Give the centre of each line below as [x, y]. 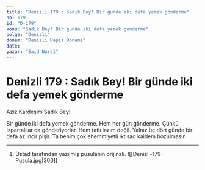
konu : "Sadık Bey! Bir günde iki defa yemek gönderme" [77, 29]
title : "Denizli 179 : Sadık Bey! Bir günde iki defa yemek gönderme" [98, 12]
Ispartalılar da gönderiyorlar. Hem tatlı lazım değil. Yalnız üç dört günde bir [99, 130]
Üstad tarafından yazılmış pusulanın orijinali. [70, 154]
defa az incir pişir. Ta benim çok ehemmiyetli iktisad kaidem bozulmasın [96, 136]
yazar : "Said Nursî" [33, 52]
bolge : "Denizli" [28, 35]
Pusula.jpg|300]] [36, 160]
